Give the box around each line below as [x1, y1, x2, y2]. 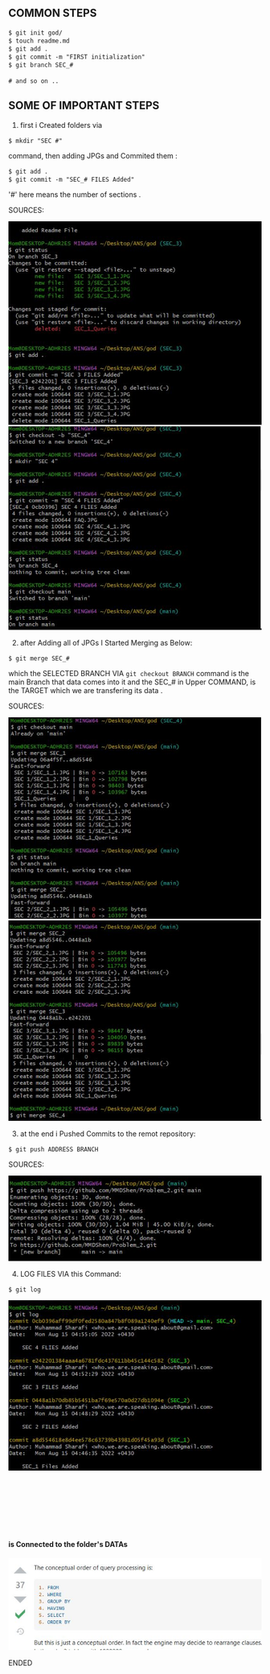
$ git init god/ [8, 28, 63, 37]
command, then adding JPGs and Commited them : [8, 150, 178, 160]
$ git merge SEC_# [8, 654, 70, 663]
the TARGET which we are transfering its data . [8, 686, 163, 695]
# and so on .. [8, 76, 59, 85]
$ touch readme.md [8, 36, 70, 45]
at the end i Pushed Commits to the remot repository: [19, 1129, 196, 1139]
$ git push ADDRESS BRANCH [8, 1146, 99, 1154]
